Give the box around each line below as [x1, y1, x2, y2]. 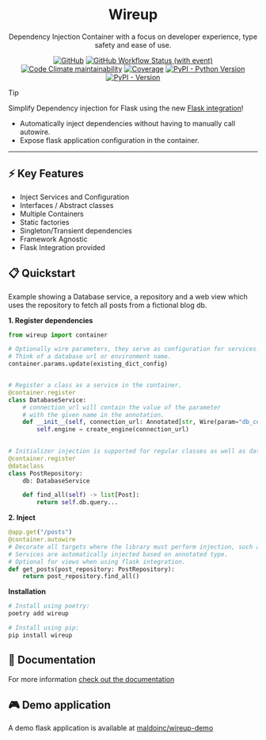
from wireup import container [8, 331, 108, 339]
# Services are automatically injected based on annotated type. [8, 550, 228, 558]
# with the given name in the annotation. [22, 410, 165, 418]
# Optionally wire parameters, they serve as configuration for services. [8, 345, 260, 353]
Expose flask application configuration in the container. [19, 135, 199, 145]
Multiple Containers [19, 209, 85, 218]
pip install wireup [8, 631, 73, 639]
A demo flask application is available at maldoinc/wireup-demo [8, 723, 214, 733]
